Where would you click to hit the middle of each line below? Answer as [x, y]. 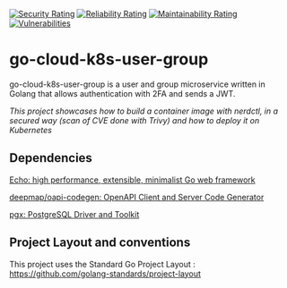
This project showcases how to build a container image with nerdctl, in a [144, 111]
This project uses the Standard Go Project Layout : [102, 264]
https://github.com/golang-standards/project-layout [105, 274]
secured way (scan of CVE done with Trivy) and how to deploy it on [135, 120]
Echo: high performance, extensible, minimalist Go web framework [132, 180]
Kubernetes [30, 130]
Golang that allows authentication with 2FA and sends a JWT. [122, 93]
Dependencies [51, 158]
